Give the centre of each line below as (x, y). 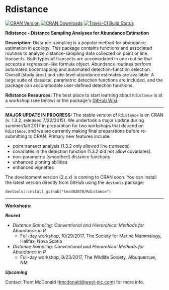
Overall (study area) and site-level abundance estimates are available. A (80, 74)
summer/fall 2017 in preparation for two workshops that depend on (74, 125)
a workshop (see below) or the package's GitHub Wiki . (62, 100)
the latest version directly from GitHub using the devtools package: (75, 182)
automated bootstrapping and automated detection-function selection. (78, 69)
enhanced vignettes (33, 167)
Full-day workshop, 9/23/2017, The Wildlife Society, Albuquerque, (88, 257)
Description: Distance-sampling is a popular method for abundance (75, 42)
